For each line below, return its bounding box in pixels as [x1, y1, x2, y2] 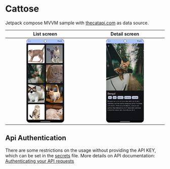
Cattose [5, 3, 39, 15]
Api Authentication [5, 134, 67, 142]
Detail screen [110, 31, 139, 37]
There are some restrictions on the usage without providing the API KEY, [5, 147, 156, 153]
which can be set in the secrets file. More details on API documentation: [5, 152, 155, 158]
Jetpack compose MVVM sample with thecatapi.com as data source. [5, 20, 149, 26]
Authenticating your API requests [5, 158, 74, 164]
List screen [33, 31, 57, 37]
